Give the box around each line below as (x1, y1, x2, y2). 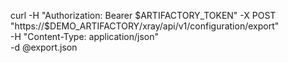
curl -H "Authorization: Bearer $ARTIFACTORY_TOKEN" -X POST (10, 10, 277, 21)
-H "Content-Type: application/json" (10, 31, 159, 42)
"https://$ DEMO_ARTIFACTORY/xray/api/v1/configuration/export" (10, 20, 280, 32)
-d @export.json (10, 41, 78, 53)
